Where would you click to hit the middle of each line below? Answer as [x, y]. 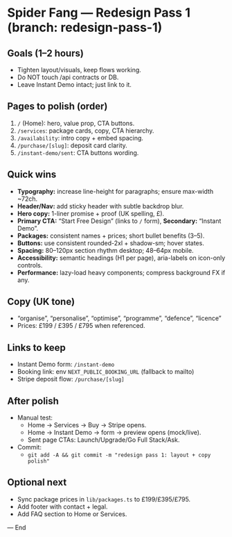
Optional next [37, 482]
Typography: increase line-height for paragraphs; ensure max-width [115, 191]
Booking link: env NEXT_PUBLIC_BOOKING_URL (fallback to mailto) [106, 372]
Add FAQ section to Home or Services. [72, 514]
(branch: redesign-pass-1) [85, 27]
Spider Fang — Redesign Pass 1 [99, 13]
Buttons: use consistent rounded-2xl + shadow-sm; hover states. [110, 243]
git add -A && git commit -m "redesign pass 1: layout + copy [119, 455]
